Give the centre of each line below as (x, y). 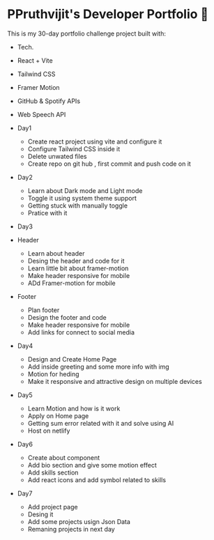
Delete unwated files (57, 156)
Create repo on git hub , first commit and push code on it (109, 164)
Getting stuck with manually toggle (77, 206)
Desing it (40, 514)
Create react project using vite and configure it (95, 141)
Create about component (64, 457)
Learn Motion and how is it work (74, 408)
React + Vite (35, 60)
